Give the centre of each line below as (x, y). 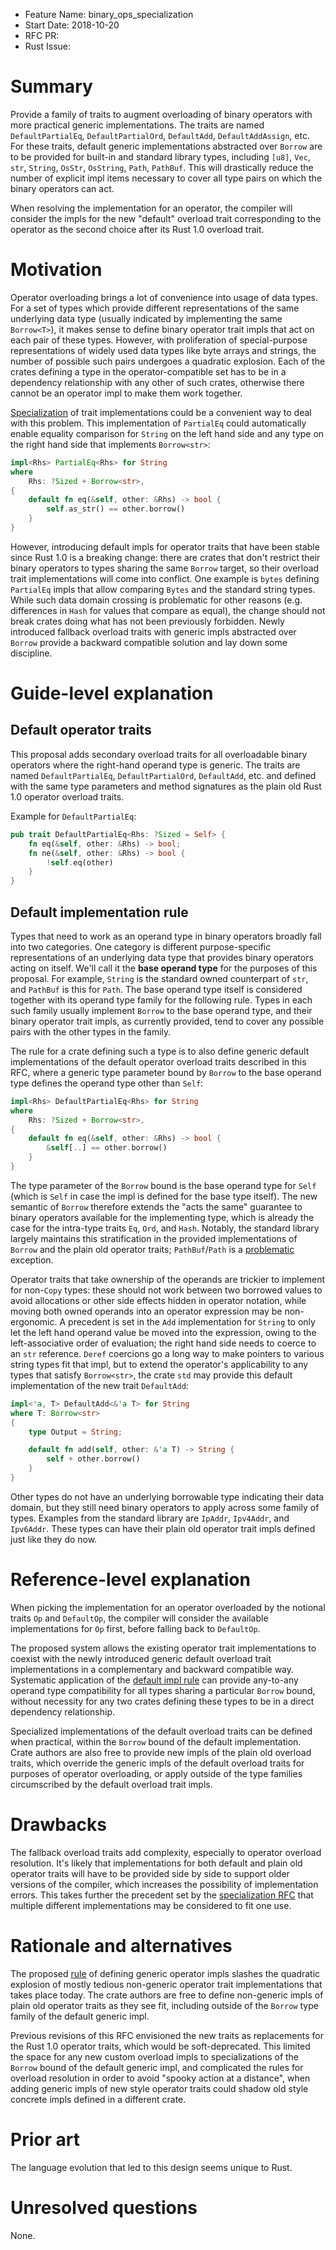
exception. (32, 1260)
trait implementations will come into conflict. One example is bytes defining (165, 578)
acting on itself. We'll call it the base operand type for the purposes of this (164, 968)
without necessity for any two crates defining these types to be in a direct (162, 1701)
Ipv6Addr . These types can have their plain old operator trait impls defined (163, 1528)
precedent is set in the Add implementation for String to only (192, 1321)
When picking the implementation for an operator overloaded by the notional (168, 1607)
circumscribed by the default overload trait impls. (111, 1784)
